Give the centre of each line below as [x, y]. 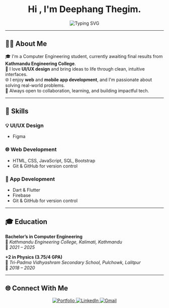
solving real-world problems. [35, 85]
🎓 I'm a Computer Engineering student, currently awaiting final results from [84, 56]
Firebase [22, 196]
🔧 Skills [17, 111]
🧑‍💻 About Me [26, 44]
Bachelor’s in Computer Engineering [44, 236]
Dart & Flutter [26, 190]
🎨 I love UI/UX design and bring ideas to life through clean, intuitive [75, 69]
